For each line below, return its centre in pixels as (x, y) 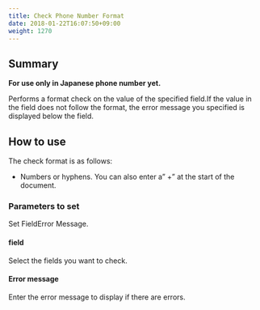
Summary (34, 64)
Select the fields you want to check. (68, 261)
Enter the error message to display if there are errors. (97, 297)
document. (38, 185)
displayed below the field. (51, 116)
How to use (37, 141)
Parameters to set (44, 206)
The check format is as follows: (61, 161)
